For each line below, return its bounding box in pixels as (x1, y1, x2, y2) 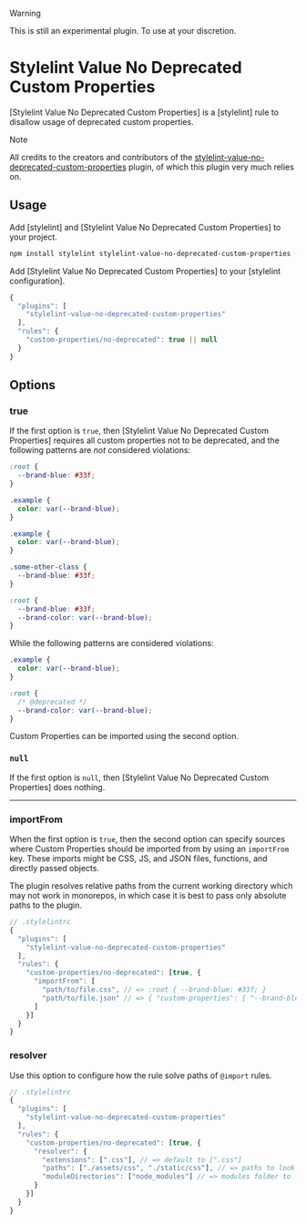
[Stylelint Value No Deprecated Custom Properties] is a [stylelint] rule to (9, 107, 280, 118)
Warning (9, 8, 41, 18)
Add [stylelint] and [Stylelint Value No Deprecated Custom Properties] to (9, 221, 281, 232)
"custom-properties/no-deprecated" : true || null (25, 335, 219, 345)
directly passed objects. (9, 863, 100, 874)
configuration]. (9, 275, 66, 286)
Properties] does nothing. (9, 781, 106, 792)
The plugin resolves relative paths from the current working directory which (9, 880, 293, 891)
